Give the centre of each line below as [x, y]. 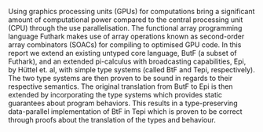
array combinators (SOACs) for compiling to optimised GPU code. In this [125, 45]
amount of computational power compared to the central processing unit [126, 20]
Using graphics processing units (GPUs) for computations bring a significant [131, 11]
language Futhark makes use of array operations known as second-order [126, 36]
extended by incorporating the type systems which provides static [115, 95]
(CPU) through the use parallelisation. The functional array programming [125, 28]
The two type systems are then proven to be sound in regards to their [121, 78]
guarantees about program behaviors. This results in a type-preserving [123, 103]
